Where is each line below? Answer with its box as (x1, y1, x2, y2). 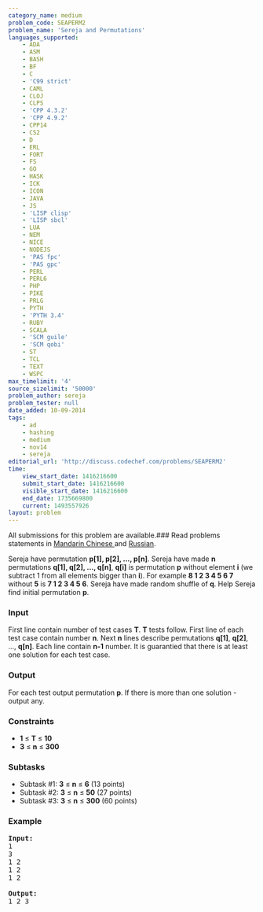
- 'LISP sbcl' (22, 216, 68, 224)
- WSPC (22, 370, 44, 378)
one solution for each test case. (8, 650, 111, 659)
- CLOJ (22, 92, 44, 100)
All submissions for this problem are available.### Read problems (8, 530, 221, 540)
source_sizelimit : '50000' (8, 385, 97, 393)
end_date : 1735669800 (22, 494, 93, 502)
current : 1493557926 (22, 501, 89, 510)
